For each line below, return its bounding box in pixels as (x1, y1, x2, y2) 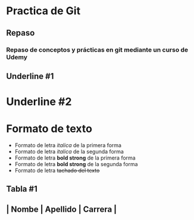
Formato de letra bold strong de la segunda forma (14, 161, 138, 168)
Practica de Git (6, 4, 81, 18)
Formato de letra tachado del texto (14, 167, 100, 174)
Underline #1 (6, 71, 54, 81)
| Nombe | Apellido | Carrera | (6, 204, 117, 214)
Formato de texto (6, 122, 92, 136)
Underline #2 (6, 95, 72, 109)
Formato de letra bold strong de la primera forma (14, 154, 136, 161)
